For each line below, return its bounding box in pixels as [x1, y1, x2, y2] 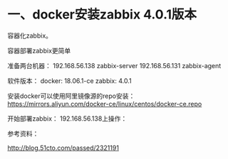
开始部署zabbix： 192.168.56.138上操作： [7, 114, 128, 123]
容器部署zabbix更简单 [7, 46, 71, 55]
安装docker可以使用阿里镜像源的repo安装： [7, 92, 135, 100]
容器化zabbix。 [7, 31, 52, 40]
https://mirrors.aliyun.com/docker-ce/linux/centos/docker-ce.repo [7, 99, 202, 108]
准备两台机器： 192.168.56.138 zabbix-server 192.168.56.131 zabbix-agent [7, 61, 222, 70]
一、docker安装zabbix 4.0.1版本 [7, 6, 197, 23]
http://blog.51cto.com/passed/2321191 [7, 143, 120, 152]
